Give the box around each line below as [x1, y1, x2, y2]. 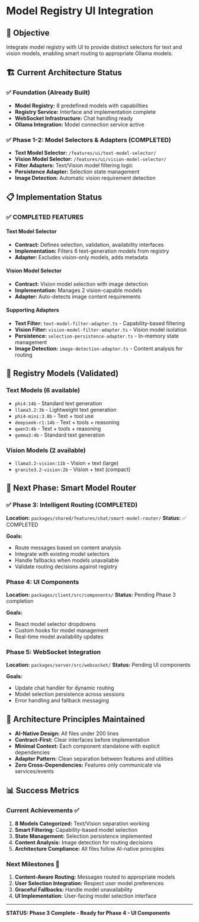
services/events [14, 767, 54, 775]
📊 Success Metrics [6, 786, 79, 796]
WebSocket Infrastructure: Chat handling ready [14, 115, 133, 122]
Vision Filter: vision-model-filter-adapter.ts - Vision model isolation [14, 326, 187, 333]
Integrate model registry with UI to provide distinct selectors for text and [6, 43, 182, 50]
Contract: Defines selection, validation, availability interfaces [14, 241, 164, 248]
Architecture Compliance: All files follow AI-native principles [14, 845, 165, 852]
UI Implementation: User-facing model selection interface [14, 892, 157, 899]
